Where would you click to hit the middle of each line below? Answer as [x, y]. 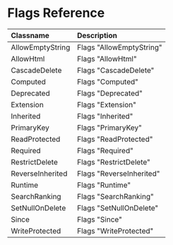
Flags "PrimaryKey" [109, 127]
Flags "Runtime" [104, 185]
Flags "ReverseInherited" [118, 173]
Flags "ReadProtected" [115, 139]
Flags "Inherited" [105, 116]
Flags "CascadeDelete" [115, 70]
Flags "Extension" [106, 104]
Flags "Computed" [108, 81]
